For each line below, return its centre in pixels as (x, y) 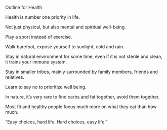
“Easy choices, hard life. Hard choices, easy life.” (56, 122)
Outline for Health (24, 7)
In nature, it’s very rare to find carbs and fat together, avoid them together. (82, 97)
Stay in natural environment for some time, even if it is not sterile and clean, (84, 56)
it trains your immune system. (36, 62)
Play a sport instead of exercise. (39, 37)
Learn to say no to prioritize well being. (46, 87)
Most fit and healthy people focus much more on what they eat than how (81, 107)
